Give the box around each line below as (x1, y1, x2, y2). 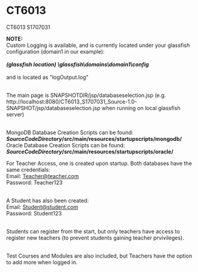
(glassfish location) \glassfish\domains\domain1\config (6, 61, 149, 68)
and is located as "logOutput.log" (6, 73, 89, 81)
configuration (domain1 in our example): (6, 48, 105, 55)
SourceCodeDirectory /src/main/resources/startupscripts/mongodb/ (6, 135, 182, 142)
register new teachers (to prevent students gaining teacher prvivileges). (6, 234, 185, 241)
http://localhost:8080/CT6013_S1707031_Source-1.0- (6, 97, 137, 105)
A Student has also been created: (6, 197, 89, 204)
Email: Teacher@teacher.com (6, 172, 79, 179)
